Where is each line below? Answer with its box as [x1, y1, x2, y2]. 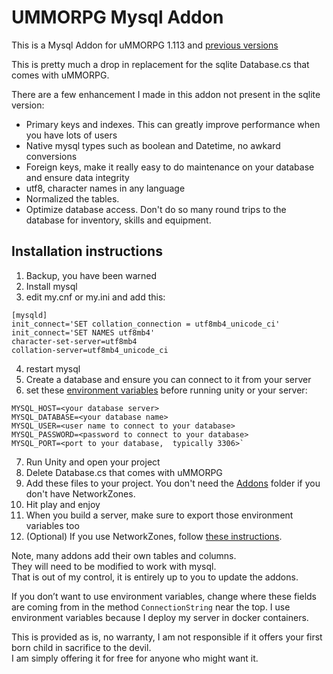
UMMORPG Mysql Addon [11, 6, 224, 29]
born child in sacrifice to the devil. [11, 641, 152, 653]
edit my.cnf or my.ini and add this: [25, 291, 166, 303]
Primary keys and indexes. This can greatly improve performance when [25, 118, 321, 130]
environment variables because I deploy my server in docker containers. [11, 611, 309, 623]
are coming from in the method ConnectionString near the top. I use [11, 601, 291, 613]
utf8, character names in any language [25, 182, 186, 194]
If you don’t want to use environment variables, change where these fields [11, 590, 318, 602]
